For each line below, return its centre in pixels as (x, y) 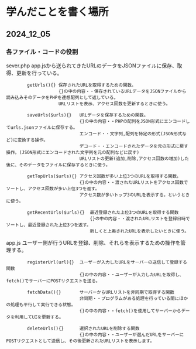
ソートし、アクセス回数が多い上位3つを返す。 (53, 189)
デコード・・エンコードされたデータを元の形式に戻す (134, 146)
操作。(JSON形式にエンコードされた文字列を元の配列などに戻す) (73, 152)
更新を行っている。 (39, 73)
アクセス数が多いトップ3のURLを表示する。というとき (135, 195)
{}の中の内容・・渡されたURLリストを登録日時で (140, 218)
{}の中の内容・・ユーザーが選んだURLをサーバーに (132, 334)
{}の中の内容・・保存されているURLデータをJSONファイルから (122, 91)
